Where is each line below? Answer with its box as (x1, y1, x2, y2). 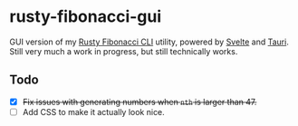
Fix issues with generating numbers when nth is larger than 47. (22, 96, 257, 107)
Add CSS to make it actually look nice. (22, 106, 165, 117)
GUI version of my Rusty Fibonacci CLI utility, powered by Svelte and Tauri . (9, 36, 290, 47)
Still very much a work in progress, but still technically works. (9, 45, 238, 56)
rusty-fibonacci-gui (9, 6, 162, 27)
